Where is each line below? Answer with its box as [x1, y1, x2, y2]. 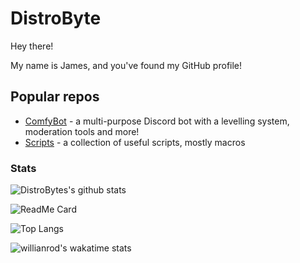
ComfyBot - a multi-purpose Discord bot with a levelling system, [24, 115, 290, 127]
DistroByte [10, 7, 102, 30]
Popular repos [10, 88, 100, 106]
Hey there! [10, 40, 54, 52]
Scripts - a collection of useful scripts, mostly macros [24, 136, 246, 148]
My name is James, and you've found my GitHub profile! [10, 59, 243, 71]
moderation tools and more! [24, 125, 140, 137]
